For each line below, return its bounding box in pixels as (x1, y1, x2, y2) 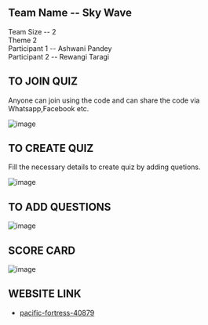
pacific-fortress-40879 (19, 308, 95, 317)
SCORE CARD (8, 244, 76, 257)
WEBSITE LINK (8, 287, 82, 301)
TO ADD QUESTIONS (8, 200, 111, 214)
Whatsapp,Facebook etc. (8, 103, 89, 113)
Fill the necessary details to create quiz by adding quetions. (8, 162, 202, 172)
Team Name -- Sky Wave (8, 6, 132, 20)
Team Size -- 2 (8, 27, 57, 36)
